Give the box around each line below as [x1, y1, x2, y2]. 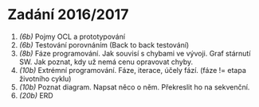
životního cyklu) [18, 74, 72, 83]
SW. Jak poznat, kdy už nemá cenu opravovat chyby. [18, 57, 194, 67]
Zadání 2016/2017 [7, 6, 129, 24]
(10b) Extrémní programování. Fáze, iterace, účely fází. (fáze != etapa [18, 65, 246, 75]
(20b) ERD [18, 90, 53, 100]
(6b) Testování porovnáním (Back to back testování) [18, 40, 190, 49]
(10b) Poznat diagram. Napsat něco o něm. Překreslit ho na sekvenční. [18, 82, 250, 92]
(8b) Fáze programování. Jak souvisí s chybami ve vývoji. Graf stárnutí [18, 48, 251, 58]
